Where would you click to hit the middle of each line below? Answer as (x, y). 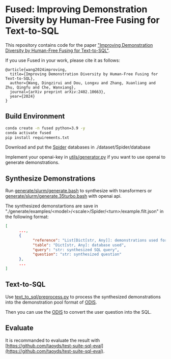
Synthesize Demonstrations (50, 178)
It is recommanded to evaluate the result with (53, 340)
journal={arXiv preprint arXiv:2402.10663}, (58, 92)
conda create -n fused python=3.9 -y (45, 128)
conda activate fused (28, 133)
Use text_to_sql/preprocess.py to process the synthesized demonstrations (83, 296)
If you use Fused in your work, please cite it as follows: (63, 60)
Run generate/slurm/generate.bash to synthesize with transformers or (79, 191)
